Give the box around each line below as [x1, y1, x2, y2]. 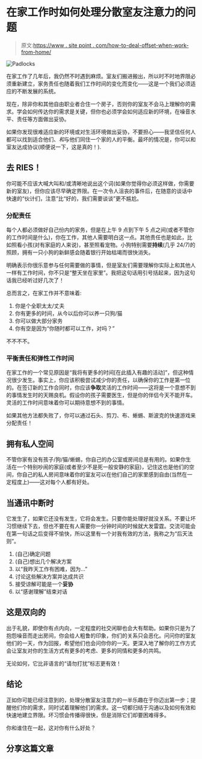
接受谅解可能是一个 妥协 [14, 580, 73, 587]
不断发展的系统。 [16, 87, 59, 95]
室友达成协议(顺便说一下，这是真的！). [6, 143, 102, 151]
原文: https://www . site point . [20, 42, 95, 49]
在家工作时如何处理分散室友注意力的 [6, 5, 186, 19]
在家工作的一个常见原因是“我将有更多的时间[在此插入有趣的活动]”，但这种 [6, 369, 189, 376]
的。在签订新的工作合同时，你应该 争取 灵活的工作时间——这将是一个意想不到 [6, 384, 196, 392]
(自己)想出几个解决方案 [14, 558, 72, 565]
